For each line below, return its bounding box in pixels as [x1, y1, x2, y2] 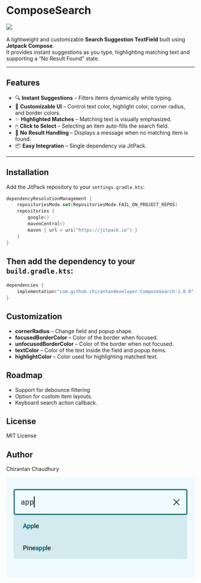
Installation [6, 167, 49, 177]
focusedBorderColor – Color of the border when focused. [14, 334, 159, 341]
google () [28, 215, 50, 220]
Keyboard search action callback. [14, 399, 98, 406]
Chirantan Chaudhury [6, 466, 60, 473]
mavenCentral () [28, 221, 66, 227]
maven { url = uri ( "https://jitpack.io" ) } [28, 227, 138, 233]
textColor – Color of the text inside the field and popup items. [14, 346, 167, 354]
